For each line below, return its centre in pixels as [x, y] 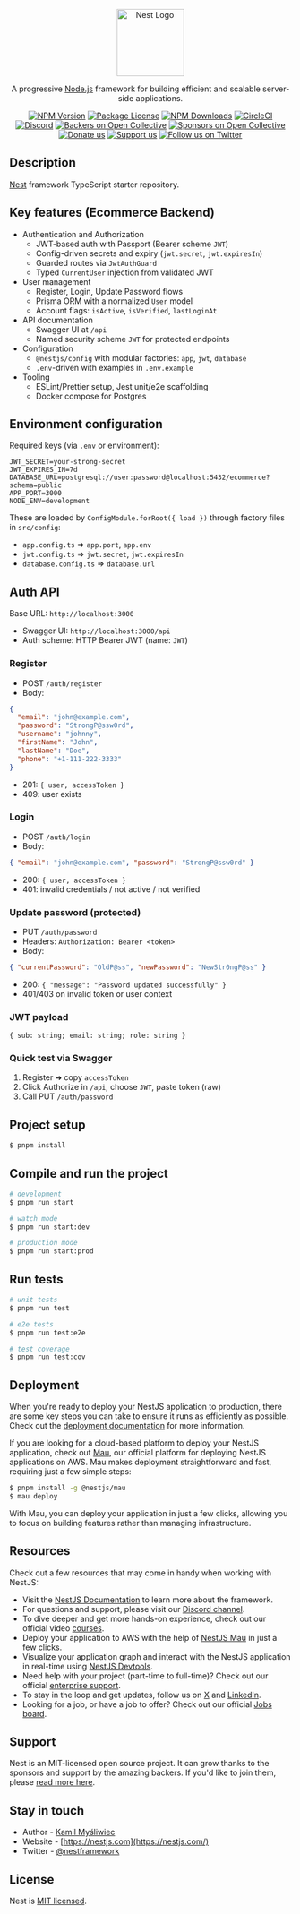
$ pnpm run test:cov [48, 1357]
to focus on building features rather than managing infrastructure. [130, 1523]
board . [34, 1713]
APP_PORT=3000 [36, 494]
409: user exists [52, 794]
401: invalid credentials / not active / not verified [111, 889]
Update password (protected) [75, 912]
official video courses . [63, 1628]
